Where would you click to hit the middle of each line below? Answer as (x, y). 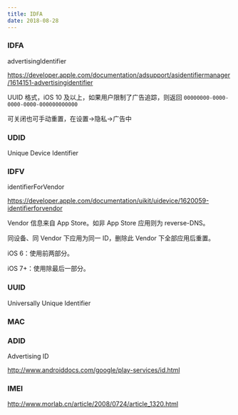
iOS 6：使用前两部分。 (40, 253)
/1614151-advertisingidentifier (50, 82)
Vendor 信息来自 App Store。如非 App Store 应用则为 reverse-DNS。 (108, 223)
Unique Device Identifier (43, 153)
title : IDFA (25, 14)
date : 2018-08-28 (33, 21)
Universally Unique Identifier (49, 303)
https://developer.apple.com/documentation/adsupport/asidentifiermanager (119, 75)
